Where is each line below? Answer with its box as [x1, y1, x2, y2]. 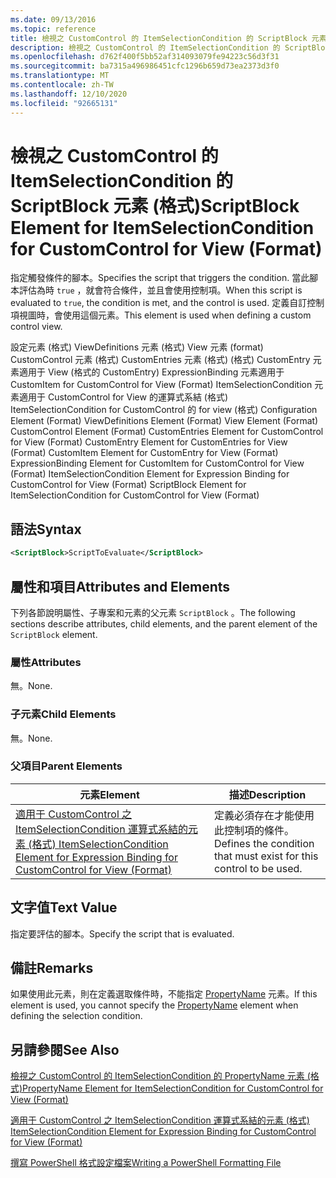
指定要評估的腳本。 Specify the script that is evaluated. [10, 927, 235, 940]
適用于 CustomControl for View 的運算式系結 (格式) [18, 391, 229, 403]
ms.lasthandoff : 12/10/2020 [10, 89, 128, 99]
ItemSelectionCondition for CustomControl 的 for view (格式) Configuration [10, 404, 318, 416]
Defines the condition [213, 836, 315, 850]
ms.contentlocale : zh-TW [10, 80, 114, 90]
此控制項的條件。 [213, 823, 295, 837]
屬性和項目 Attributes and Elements [10, 578, 231, 595]
